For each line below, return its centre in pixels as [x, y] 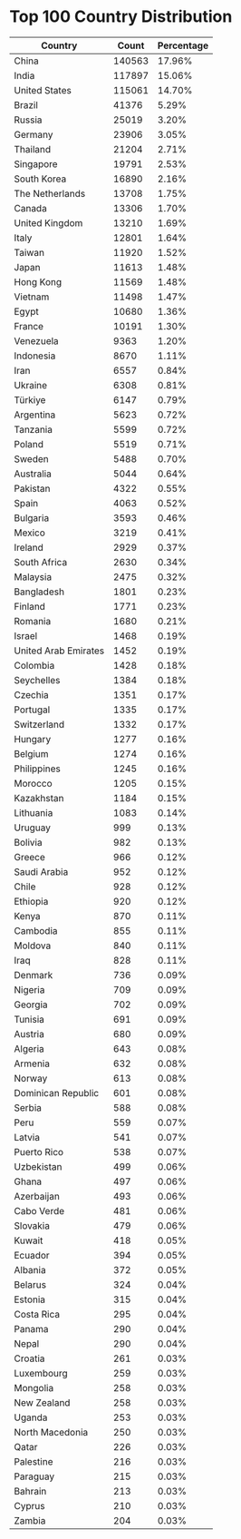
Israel [26, 635]
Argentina [35, 415]
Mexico [29, 533]
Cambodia [36, 930]
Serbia [28, 1107]
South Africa [41, 562]
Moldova [33, 946]
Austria [29, 1034]
